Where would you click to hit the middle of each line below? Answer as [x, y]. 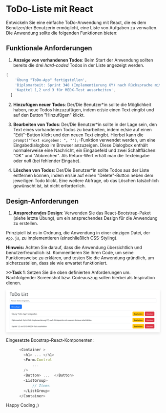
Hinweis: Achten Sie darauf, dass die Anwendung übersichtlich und [74, 247]
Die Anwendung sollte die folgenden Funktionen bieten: [62, 33]
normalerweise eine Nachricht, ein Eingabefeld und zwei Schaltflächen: [85, 150]
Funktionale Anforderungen [49, 48]
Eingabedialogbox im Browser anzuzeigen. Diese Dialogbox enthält [81, 145]
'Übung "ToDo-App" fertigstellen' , [51, 80]
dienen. [14, 283]
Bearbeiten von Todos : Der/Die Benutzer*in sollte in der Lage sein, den [85, 124]
